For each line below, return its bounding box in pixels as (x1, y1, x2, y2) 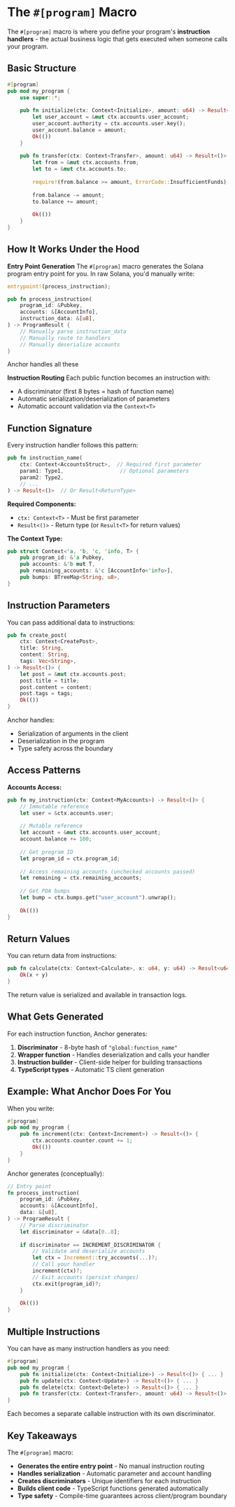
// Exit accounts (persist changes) (32, 1273, 139, 1280)
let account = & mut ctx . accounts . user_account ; (20, 829, 161, 836)
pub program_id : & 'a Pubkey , (20, 554, 105, 562)
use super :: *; (20, 94, 61, 101)
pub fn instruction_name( (7, 455, 83, 462)
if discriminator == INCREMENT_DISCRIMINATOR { (20, 1241, 161, 1248)
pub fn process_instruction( (7, 295, 92, 303)
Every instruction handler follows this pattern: (7, 441, 138, 450)
